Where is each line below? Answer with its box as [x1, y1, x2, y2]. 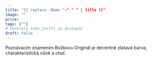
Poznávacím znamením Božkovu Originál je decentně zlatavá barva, [5, 45, 147, 50]
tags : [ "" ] [5, 21, 28, 27]
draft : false [5, 31, 33, 36]
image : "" [5, 12, 26, 17]
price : [5, 17, 19, 22]
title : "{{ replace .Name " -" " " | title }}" [5, 7, 106, 13]
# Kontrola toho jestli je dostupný [5, 26, 83, 31]
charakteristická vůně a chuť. [5, 50, 67, 56]
